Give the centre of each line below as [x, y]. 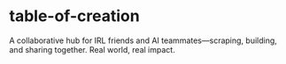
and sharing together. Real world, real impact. [92, 49]
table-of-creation [74, 16]
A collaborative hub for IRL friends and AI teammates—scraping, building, [143, 40]
